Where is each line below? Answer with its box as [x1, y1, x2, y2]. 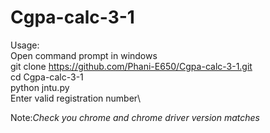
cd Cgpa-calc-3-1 [10, 71, 84, 83]
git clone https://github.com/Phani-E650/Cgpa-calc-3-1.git [10, 60, 253, 72]
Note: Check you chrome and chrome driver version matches [10, 111, 260, 123]
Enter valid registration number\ [10, 92, 142, 104]
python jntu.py [10, 81, 70, 93]
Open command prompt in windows [10, 49, 158, 61]
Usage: [10, 39, 40, 51]
